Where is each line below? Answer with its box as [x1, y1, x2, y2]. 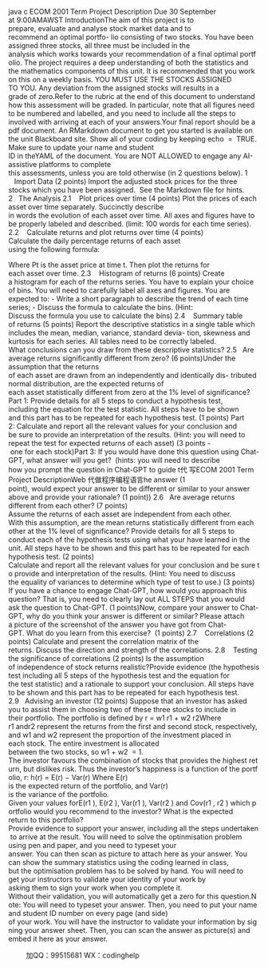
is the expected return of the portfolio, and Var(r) [8, 781, 169, 791]
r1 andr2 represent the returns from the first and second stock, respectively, [8, 722, 258, 731]
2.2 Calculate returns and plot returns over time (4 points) [8, 228, 204, 237]
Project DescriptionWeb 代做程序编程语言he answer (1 [8, 475, 186, 484]
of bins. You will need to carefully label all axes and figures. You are [8, 285, 231, 295]
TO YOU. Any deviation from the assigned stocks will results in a [8, 83, 219, 93]
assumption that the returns [8, 362, 100, 371]
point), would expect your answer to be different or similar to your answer [8, 484, 250, 493]
